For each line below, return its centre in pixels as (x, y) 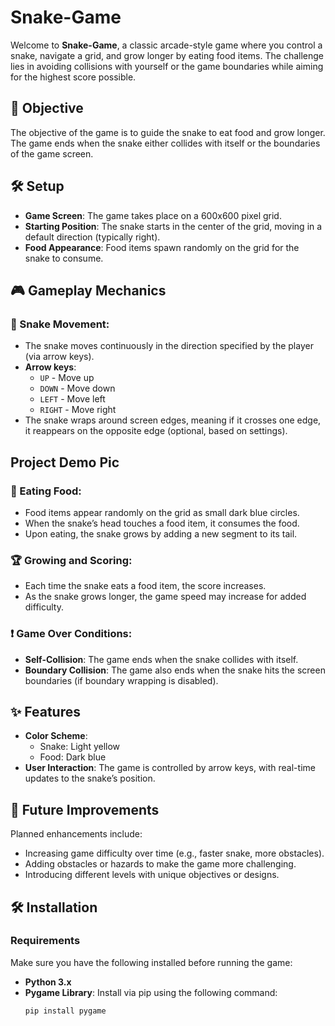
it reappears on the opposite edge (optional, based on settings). (156, 431)
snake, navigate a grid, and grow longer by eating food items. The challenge (167, 55)
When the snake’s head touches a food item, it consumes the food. (162, 523)
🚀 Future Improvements (85, 809)
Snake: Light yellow (80, 747)
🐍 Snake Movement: (60, 324)
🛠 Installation (54, 907)
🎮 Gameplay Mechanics (88, 290)
